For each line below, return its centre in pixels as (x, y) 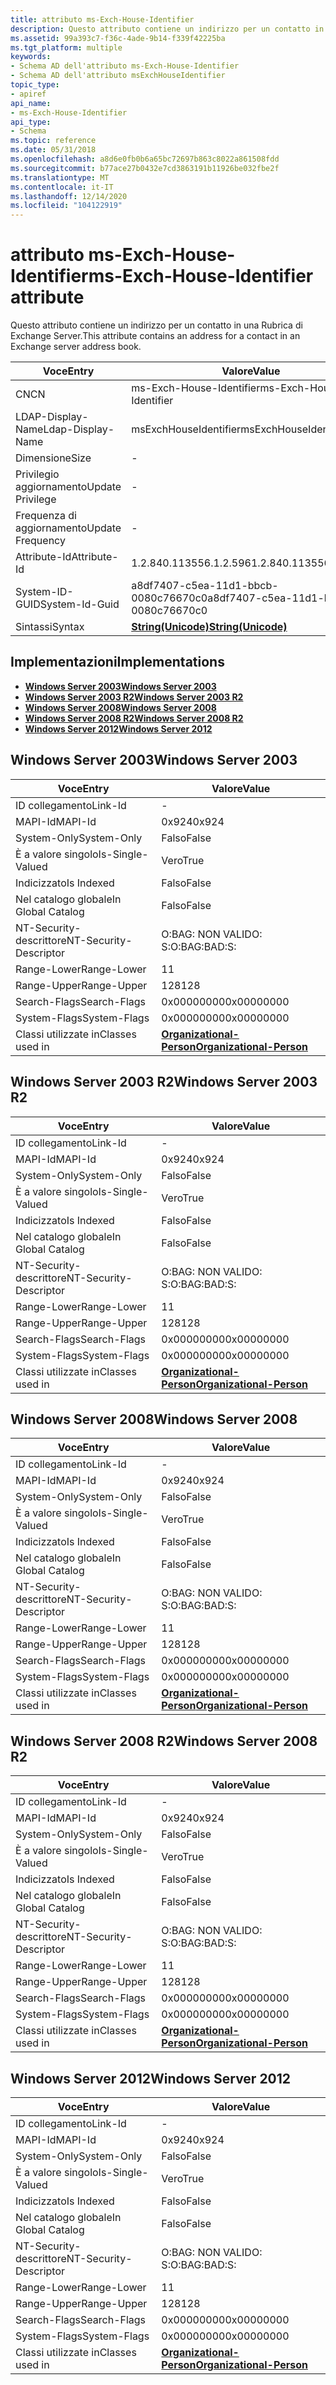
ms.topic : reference (53, 141)
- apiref (28, 94)
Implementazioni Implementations (117, 662)
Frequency (40, 541)
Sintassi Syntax (50, 627)
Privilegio (37, 474)
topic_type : (35, 85)
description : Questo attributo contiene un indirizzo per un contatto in (167, 29)
